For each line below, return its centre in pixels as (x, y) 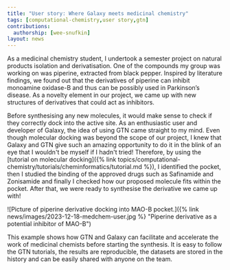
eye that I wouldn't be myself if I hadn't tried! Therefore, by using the (104, 153)
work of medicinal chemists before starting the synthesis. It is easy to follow (115, 245)
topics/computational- (149, 159)
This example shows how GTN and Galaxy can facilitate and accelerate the (113, 237)
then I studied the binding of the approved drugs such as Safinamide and (111, 174)
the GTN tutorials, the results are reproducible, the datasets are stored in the (115, 252)
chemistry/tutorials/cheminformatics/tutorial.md (75, 167)
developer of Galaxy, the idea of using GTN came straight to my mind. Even (114, 131)
